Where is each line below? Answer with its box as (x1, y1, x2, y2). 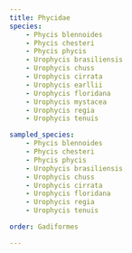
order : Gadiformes (9, 222, 79, 231)
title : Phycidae (9, 13, 71, 23)
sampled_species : (9, 130, 75, 140)
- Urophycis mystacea (25, 97, 107, 107)
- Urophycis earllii (25, 80, 103, 89)
